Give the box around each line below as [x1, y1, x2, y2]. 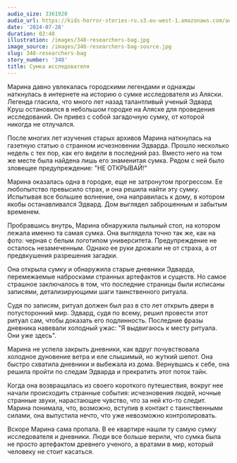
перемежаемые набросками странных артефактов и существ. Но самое [7, 272, 227, 281]
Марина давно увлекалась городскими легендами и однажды [7, 82, 195, 90]
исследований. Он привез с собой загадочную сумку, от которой [7, 112, 205, 121]
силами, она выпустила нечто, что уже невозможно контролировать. [7, 411, 217, 419]
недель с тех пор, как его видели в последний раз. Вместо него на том [7, 148, 222, 157]
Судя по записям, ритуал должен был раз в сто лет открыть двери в [7, 301, 214, 310]
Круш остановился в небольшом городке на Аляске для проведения [7, 105, 215, 113]
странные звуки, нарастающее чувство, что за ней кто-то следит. [7, 396, 207, 404]
